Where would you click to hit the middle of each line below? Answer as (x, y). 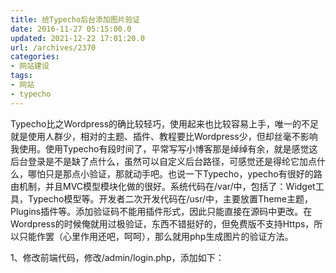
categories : (35, 57)
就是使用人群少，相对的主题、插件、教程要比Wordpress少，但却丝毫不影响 (164, 136)
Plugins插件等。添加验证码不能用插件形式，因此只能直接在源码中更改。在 (161, 211)
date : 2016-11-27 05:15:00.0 (71, 29)
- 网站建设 (30, 66)
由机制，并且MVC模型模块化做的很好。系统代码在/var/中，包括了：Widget (163, 186)
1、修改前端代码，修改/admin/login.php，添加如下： (117, 257)
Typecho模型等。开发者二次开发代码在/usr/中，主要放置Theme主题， (170, 198)
